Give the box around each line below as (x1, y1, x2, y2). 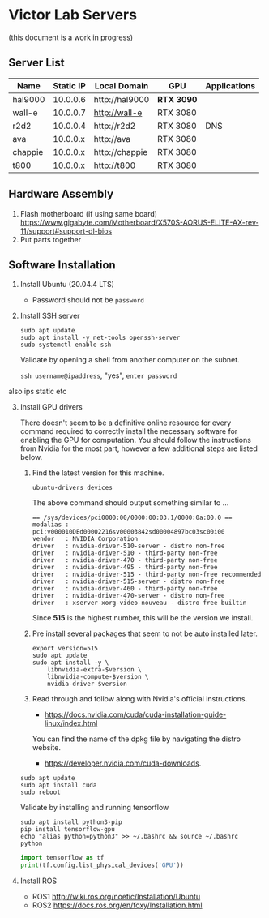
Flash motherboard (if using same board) (19, 208, 158, 218)
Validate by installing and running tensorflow (19, 803, 169, 813)
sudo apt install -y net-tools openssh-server (19, 334, 181, 342)
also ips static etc (8, 387, 67, 397)
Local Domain (94, 79, 149, 91)
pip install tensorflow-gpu (19, 826, 115, 834)
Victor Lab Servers (8, 6, 138, 24)
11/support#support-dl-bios (19, 225, 112, 236)
